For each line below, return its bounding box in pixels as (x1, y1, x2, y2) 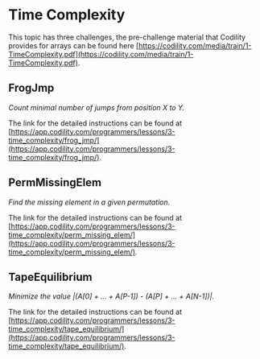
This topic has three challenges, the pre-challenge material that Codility (8, 32, 246, 42)
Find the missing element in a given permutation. (8, 197, 171, 207)
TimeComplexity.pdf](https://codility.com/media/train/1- (8, 49, 194, 59)
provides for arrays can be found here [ (8, 40, 139, 50)
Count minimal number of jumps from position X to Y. (8, 102, 185, 112)
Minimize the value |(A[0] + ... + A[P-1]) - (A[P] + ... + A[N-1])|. (8, 291, 215, 301)
